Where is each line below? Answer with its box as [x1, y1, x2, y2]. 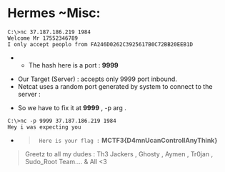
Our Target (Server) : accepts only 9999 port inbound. [17, 75, 177, 83]
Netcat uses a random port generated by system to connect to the [17, 82, 213, 90]
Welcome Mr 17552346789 [7, 34, 79, 42]
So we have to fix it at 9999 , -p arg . [17, 103, 126, 112]
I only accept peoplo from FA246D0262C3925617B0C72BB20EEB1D [7, 41, 194, 48]
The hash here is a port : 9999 [28, 60, 119, 69]
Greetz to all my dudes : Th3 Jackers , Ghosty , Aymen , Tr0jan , [24, 149, 213, 158]
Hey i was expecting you [7, 123, 81, 131]
